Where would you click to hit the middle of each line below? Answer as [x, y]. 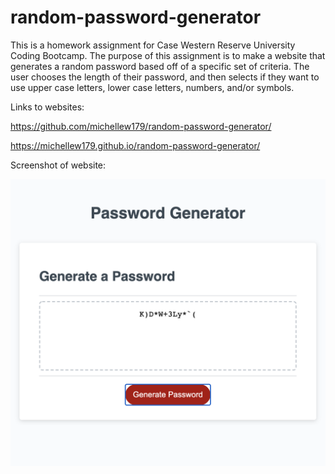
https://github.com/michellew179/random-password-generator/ [141, 126]
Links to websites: [47, 107]
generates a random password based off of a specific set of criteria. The [160, 66]
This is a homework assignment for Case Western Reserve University [153, 45]
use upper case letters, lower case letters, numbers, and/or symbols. [152, 87]
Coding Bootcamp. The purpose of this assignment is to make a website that [168, 55]
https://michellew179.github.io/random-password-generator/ [135, 145]
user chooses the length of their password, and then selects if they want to [165, 77]
